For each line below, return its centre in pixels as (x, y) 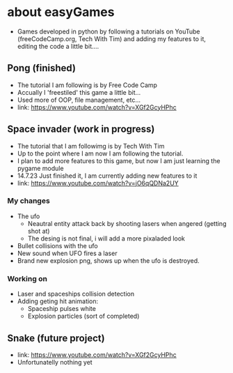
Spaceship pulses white (62, 309)
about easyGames (61, 12)
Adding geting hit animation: (58, 301)
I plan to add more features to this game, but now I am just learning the (119, 160)
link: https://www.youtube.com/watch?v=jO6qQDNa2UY (98, 183)
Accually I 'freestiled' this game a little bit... (79, 92)
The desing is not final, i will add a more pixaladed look (106, 238)
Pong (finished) (42, 68)
